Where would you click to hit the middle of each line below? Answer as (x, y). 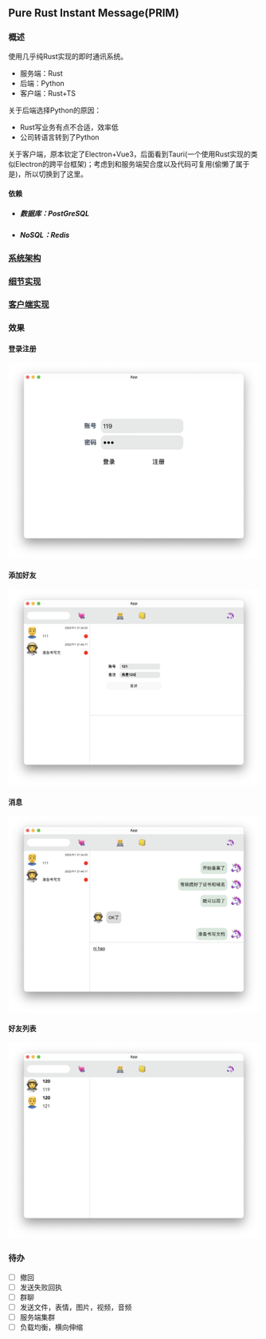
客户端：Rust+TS (48, 93)
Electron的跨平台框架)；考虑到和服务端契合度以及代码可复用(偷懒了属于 (132, 164)
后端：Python (42, 83)
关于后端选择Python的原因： (55, 110)
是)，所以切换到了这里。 (48, 174)
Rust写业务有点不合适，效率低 (69, 127)
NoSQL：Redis (45, 235)
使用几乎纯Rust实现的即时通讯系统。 (68, 56)
